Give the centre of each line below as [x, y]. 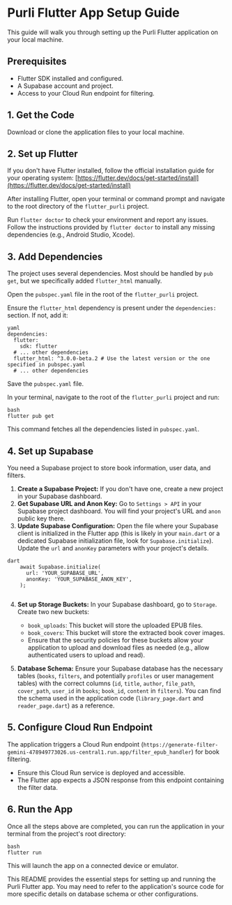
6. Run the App [40, 810]
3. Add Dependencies [55, 256]
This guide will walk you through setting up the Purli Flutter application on [113, 32]
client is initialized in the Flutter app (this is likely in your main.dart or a [118, 533]
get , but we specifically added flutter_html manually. [85, 281]
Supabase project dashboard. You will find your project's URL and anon [119, 511]
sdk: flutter [39, 347]
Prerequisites [37, 62]
